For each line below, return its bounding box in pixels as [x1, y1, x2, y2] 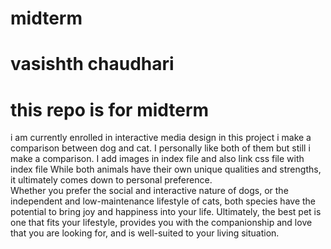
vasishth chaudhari [10, 53, 175, 76]
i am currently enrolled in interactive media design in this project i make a [10, 132, 312, 144]
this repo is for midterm [10, 98, 210, 121]
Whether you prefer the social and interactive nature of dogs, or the [10, 185, 289, 197]
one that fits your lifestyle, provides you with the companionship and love [10, 217, 313, 229]
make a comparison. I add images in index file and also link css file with [10, 153, 305, 165]
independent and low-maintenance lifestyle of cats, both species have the [10, 195, 317, 207]
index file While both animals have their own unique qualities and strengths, [10, 163, 322, 176]
